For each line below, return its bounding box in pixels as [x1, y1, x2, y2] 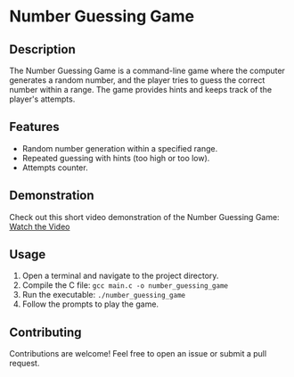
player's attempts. [9, 94, 76, 104]
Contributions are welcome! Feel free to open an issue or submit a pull [9, 348, 267, 359]
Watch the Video [9, 221, 70, 232]
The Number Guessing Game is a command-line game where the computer [9, 65, 285, 76]
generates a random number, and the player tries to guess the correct [9, 75, 265, 86]
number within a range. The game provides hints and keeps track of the [9, 85, 273, 94]
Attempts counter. [21, 162, 88, 173]
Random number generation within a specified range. [21, 143, 218, 153]
